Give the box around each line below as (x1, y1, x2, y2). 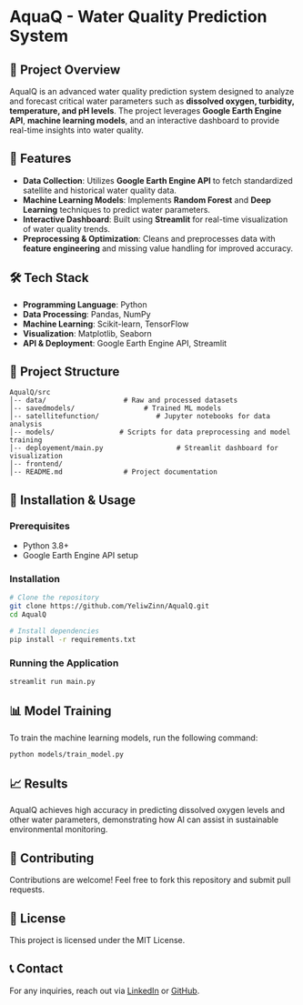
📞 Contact (9, 961, 64, 977)
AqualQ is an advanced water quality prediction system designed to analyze (9, 86, 295, 96)
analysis (9, 420, 43, 429)
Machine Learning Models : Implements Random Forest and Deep (22, 194, 271, 206)
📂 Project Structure (9, 364, 120, 379)
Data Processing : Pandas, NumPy (22, 308, 152, 319)
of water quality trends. (22, 223, 111, 234)
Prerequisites (9, 519, 70, 532)
